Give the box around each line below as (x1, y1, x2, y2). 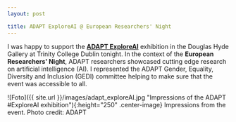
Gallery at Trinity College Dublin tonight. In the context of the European (7, 50, 214, 58)
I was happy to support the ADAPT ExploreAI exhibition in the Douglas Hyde (7, 42, 229, 50)
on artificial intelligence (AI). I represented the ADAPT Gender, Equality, (7, 65, 213, 73)
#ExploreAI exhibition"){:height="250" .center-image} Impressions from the (7, 100, 226, 109)
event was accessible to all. (7, 79, 87, 88)
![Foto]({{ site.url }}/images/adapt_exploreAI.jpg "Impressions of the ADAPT (7, 93, 227, 102)
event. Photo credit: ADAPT (7, 108, 87, 116)
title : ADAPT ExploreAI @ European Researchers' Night (7, 22, 172, 30)
